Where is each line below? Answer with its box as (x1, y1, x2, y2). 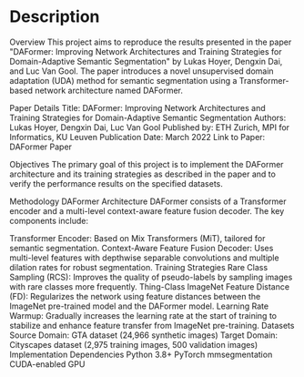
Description (9, 6, 100, 27)
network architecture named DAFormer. (35, 85, 184, 96)
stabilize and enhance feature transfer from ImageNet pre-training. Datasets (9, 320, 295, 331)
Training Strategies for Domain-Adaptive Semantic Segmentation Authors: (9, 112, 287, 123)
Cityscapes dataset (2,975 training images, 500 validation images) (9, 339, 258, 350)
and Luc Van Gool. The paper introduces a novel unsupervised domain (9, 66, 275, 76)
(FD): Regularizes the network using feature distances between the (9, 290, 261, 301)
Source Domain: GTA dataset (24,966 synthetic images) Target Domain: (9, 330, 279, 341)
